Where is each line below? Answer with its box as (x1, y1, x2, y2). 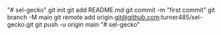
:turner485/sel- (159, 13, 203, 21)
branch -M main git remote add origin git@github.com (7, 13, 160, 21)
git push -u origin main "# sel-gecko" (35, 21, 141, 28)
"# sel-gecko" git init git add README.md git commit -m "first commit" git (7, 6, 216, 14)
